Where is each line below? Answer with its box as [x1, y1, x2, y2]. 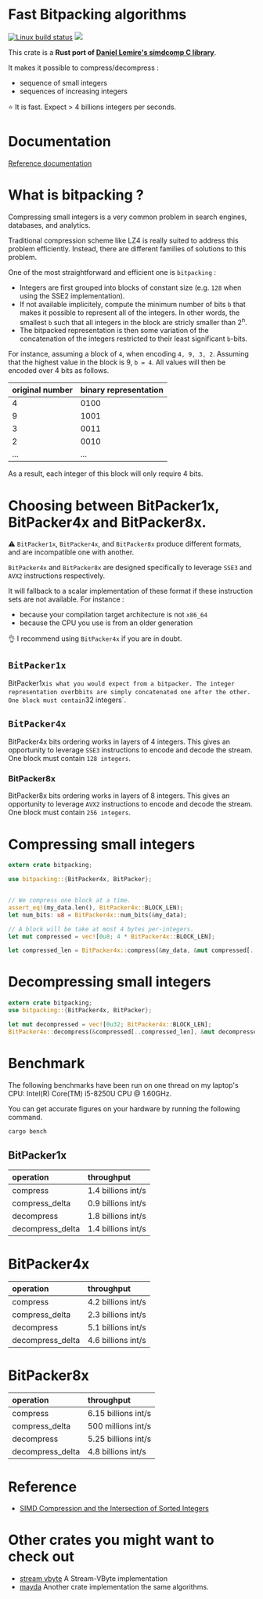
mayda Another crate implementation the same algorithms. [19, 1583, 209, 1592]
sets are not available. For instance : [8, 595, 124, 604]
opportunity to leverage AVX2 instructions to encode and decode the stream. [8, 799, 253, 809]
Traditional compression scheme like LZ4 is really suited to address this [8, 236, 239, 245]
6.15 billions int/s [87, 1408, 152, 1419]
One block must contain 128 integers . [8, 754, 131, 763]
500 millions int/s [87, 1421, 151, 1432]
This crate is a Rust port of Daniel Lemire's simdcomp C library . [8, 47, 217, 57]
